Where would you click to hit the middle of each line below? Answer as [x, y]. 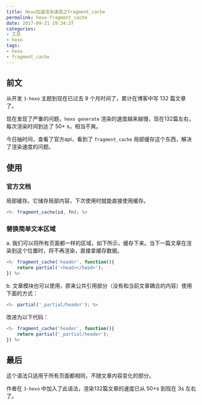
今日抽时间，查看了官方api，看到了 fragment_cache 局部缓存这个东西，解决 [99, 139]
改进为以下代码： [27, 317]
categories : [21, 29]
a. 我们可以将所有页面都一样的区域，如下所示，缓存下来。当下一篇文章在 [96, 243]
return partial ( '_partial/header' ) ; [63, 334]
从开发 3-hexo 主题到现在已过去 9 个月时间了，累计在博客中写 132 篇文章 [96, 99]
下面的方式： [22, 293]
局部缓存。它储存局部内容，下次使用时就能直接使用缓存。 [77, 201]
